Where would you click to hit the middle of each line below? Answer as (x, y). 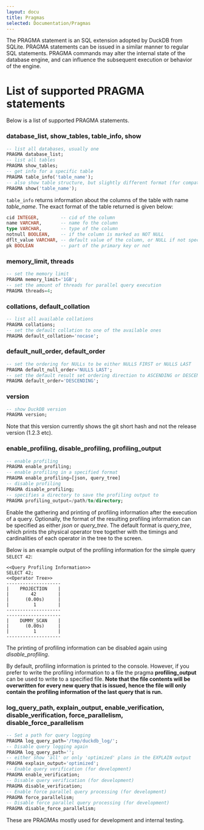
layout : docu (23, 12)
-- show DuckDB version (36, 409)
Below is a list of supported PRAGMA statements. (68, 121)
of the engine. (24, 66)
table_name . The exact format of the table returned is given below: (90, 206)
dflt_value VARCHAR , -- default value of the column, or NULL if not (96, 240)
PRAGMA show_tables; (32, 166)
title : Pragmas (25, 18)
